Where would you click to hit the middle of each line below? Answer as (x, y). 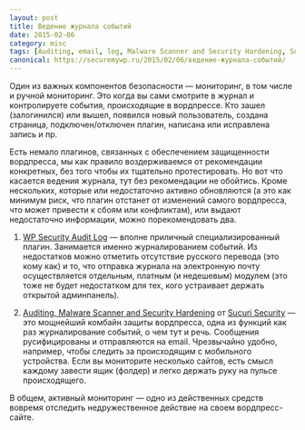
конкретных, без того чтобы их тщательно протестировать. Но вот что (146, 171)
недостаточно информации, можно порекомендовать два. (123, 220)
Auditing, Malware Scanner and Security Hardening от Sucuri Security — (159, 313)
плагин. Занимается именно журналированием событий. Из (140, 247)
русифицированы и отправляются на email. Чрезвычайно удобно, (150, 341)
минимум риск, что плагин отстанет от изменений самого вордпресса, (148, 200)
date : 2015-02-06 (42, 35)
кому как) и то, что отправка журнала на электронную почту (141, 266)
